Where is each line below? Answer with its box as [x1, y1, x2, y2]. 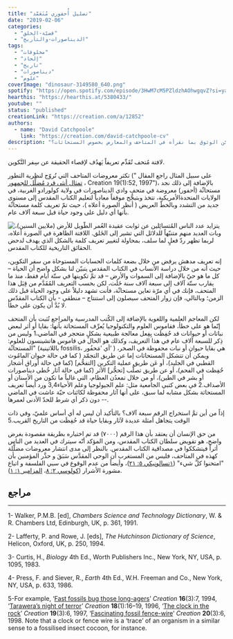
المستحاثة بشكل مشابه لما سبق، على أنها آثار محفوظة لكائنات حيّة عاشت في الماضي [8, 388, 225, 397]
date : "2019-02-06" [8, 17, 64, 24]
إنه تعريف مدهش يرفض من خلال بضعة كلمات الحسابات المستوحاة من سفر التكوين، [8, 257, 222, 265]
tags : [8, 42, 24, 49]
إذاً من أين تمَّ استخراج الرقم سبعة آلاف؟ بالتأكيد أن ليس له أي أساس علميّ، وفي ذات [8, 409, 225, 417]
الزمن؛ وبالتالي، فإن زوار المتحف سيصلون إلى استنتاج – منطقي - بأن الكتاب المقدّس [8, 294, 224, 302]
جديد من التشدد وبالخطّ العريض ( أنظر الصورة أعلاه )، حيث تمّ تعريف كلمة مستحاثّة [8, 201, 219, 209]
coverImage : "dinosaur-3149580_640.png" [8, 81, 127, 88]
